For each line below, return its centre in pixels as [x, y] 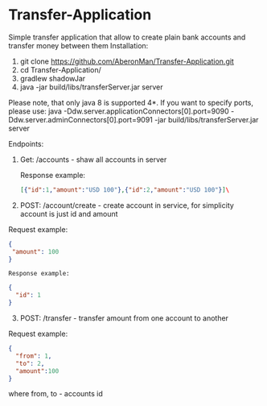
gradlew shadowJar [53, 78]
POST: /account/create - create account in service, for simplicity [127, 205]
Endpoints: [26, 143]
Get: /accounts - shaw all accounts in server [93, 159]
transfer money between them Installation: [78, 45]
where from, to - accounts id [55, 394]
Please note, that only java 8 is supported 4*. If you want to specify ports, [131, 102]
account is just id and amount [69, 213]
